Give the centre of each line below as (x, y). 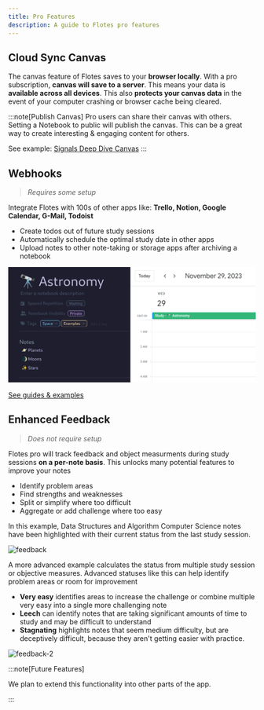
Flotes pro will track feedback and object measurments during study (119, 454)
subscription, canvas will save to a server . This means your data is (117, 85)
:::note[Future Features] (46, 668)
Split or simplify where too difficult (75, 502)
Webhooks (35, 173)
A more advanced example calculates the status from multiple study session (132, 565)
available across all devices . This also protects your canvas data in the (125, 93)
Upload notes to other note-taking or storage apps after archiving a (128, 248)
